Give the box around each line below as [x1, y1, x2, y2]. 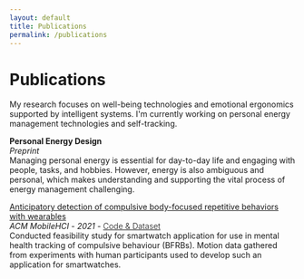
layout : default [9, 13, 71, 23]
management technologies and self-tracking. [9, 119, 178, 130]
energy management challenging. [9, 184, 135, 195]
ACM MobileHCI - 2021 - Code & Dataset [9, 221, 161, 232]
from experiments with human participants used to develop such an [9, 250, 262, 261]
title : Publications [9, 22, 88, 31]
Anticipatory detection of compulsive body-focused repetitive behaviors [9, 201, 279, 213]
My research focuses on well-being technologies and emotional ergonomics [9, 99, 294, 110]
